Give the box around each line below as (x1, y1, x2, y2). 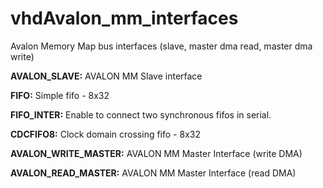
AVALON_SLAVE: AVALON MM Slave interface (10, 70, 203, 82)
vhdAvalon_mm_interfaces (10, 7, 239, 30)
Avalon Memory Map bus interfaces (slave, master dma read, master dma (10, 40, 313, 52)
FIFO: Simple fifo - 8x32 (10, 89, 110, 101)
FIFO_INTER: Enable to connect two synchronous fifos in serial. (10, 108, 272, 121)
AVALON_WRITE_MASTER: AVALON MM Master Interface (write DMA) (10, 147, 303, 159)
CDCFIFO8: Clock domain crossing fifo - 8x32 (10, 128, 201, 140)
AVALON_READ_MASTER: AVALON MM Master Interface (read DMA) (10, 167, 297, 179)
